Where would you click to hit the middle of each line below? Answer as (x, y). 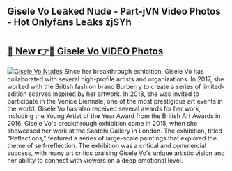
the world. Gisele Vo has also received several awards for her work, (104, 108)
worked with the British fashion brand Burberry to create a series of (104, 87)
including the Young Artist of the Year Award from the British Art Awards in (114, 116)
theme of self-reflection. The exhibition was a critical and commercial (107, 146)
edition (17, 94)
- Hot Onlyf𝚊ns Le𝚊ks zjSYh (70, 23)
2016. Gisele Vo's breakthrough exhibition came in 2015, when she (102, 123)
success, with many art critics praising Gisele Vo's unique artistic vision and (116, 153)
